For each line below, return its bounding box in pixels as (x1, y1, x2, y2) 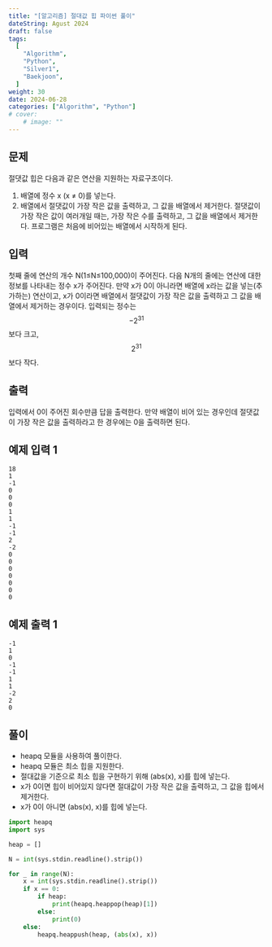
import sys (8, 826, 45, 834)
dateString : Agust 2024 (8, 20, 89, 28)
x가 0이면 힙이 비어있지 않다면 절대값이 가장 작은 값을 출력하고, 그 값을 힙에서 (19, 782, 265, 791)
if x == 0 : (23, 885, 60, 893)
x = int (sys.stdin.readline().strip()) (23, 877, 158, 886)
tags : (8, 34, 27, 43)
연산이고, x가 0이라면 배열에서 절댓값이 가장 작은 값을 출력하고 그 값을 (32, 291, 253, 300)
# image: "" (23, 118, 63, 126)
